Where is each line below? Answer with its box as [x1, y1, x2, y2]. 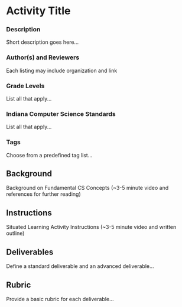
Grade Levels [6, 82, 45, 90]
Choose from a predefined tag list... [6, 151, 93, 159]
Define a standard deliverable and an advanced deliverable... [6, 263, 155, 270]
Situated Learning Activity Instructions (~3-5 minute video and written [6, 224, 177, 231]
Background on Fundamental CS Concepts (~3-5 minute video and [6, 185, 169, 192]
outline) [6, 230, 25, 237]
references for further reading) [6, 190, 81, 198]
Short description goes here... [6, 38, 79, 46]
